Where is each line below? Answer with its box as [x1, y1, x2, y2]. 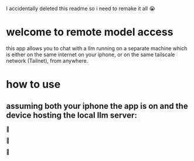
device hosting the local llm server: [6, 110, 138, 120]
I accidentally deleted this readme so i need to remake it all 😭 [6, 5, 155, 12]
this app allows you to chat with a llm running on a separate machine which [6, 44, 188, 52]
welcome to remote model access [6, 26, 173, 39]
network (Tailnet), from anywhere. [6, 57, 89, 64]
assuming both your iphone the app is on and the [6, 101, 189, 111]
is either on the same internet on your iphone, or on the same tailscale [6, 51, 175, 58]
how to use [6, 78, 61, 91]
